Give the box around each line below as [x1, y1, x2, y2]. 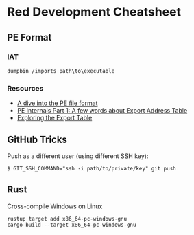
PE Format [7, 32, 52, 43]
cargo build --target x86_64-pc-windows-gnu [7, 221, 136, 228]
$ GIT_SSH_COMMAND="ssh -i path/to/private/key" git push [7, 165, 176, 172]
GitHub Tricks [7, 133, 67, 145]
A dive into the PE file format [16, 99, 98, 107]
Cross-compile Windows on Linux [7, 202, 103, 210]
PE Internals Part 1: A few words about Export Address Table [16, 107, 188, 115]
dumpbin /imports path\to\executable [7, 67, 115, 74]
